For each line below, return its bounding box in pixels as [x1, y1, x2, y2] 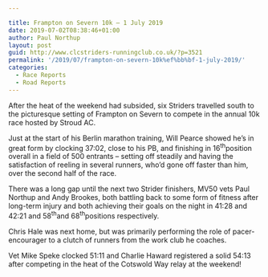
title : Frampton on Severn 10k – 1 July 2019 [8, 18, 163, 26]
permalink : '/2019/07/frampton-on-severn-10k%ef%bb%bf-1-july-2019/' [8, 56, 246, 64]
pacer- [232, 226, 255, 236]
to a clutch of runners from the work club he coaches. [48, 234, 227, 245]
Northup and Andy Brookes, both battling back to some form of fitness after [8, 193, 259, 202]
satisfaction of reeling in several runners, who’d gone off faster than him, [8, 160, 249, 169]
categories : [8, 63, 48, 72]
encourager [8, 234, 47, 245]
